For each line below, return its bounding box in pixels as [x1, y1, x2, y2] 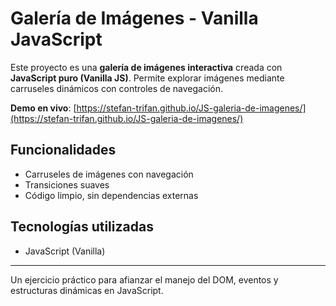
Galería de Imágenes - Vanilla [10, 7, 259, 30]
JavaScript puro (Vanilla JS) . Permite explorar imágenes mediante [10, 72, 285, 84]
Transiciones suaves [24, 178, 110, 191]
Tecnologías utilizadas [10, 218, 154, 236]
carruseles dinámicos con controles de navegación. [10, 82, 223, 94]
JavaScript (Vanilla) [24, 245, 106, 257]
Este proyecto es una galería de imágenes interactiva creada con [10, 61, 283, 73]
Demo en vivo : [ [10, 102, 77, 114]
